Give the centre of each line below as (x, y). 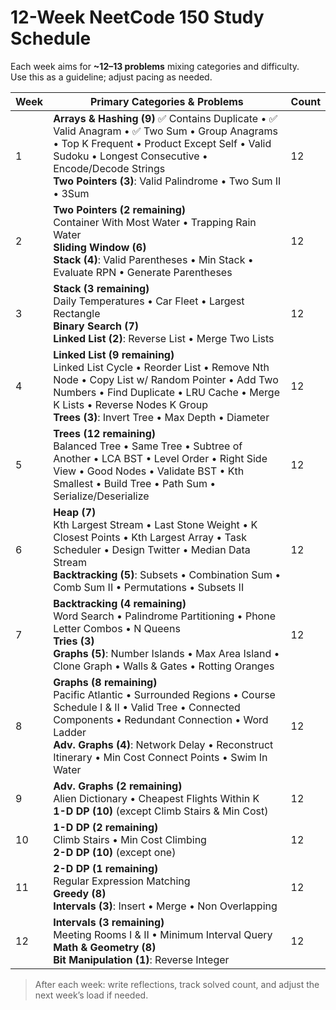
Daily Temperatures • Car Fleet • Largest (149, 301)
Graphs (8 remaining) (105, 682)
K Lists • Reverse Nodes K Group (130, 404)
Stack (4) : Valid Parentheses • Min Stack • (153, 259)
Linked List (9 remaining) (114, 354)
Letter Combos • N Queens (117, 628)
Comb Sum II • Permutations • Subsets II (149, 587)
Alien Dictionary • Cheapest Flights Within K (156, 798)
